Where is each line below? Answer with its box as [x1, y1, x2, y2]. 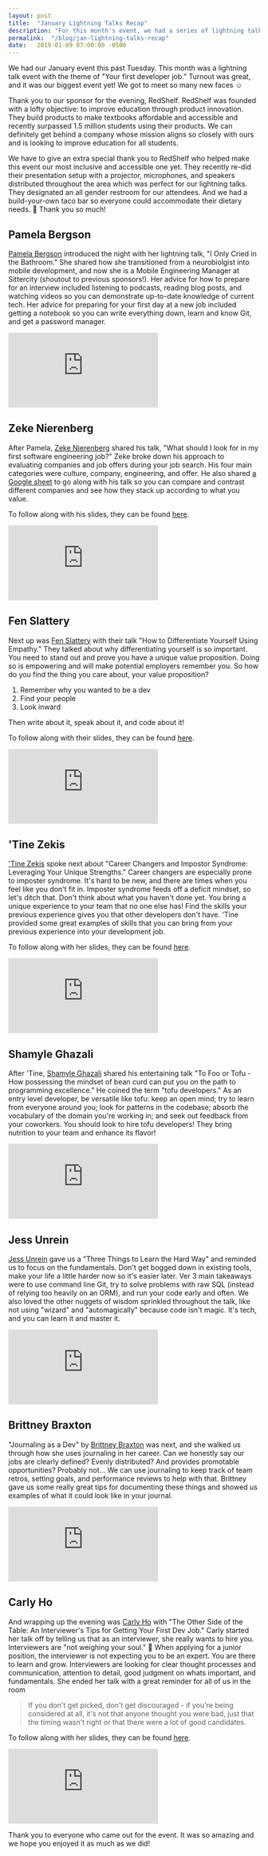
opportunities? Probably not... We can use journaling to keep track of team [8, 1465, 253, 1474]
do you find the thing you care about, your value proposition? [8, 669, 209, 679]
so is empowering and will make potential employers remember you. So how [8, 660, 259, 671]
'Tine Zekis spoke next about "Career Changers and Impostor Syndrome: [8, 859, 249, 869]
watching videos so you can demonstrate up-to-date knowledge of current [8, 291, 254, 300]
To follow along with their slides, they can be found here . [8, 732, 195, 743]
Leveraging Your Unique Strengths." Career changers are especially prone [8, 867, 253, 877]
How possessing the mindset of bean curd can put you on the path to [8, 1077, 237, 1087]
